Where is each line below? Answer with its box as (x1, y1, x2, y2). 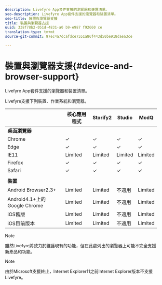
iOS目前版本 (7, 220, 35, 226)
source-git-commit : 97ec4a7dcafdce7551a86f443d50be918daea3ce (5, 34, 133, 39)
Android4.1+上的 (7, 195, 46, 202)
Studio (117, 114, 133, 121)
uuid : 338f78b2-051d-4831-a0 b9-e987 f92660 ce (5, 25, 103, 30)
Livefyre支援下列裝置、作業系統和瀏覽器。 (5, 98, 89, 104)
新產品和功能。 (5, 249, 35, 255)
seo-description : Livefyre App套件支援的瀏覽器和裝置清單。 (5, 12, 118, 16)
